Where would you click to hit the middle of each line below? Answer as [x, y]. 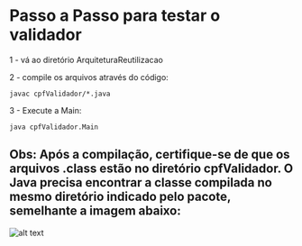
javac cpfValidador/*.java [60, 94]
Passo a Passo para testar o [115, 16]
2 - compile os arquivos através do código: [89, 77]
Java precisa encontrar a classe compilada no [141, 182]
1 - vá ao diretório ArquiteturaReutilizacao [87, 59]
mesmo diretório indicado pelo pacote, [120, 197]
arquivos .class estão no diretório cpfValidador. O [151, 169]
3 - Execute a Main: [46, 110]
